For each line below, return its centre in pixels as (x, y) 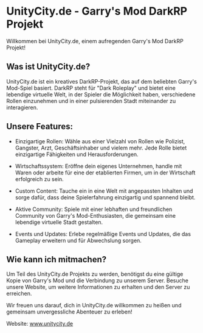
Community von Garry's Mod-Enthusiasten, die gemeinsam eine (95, 215)
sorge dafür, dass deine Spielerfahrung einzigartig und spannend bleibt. (105, 197)
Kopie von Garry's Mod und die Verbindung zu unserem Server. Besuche (97, 281)
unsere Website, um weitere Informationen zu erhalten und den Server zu (98, 287)
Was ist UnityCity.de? (48, 67)
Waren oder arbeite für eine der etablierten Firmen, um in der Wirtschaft (105, 173)
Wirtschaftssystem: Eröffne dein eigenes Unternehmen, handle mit (98, 166)
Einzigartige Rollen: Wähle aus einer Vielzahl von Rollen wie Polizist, (100, 141)
